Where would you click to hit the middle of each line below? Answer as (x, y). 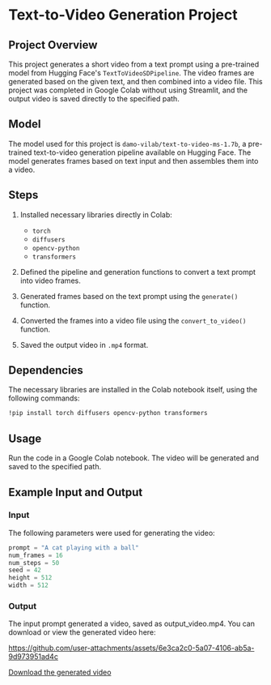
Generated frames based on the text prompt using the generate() (129, 296)
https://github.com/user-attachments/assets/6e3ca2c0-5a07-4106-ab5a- (131, 648)
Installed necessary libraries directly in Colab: (96, 214)
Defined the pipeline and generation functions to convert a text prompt (138, 272)
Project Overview (53, 45)
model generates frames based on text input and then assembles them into (133, 161)
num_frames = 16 (36, 555)
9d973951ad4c (34, 657)
